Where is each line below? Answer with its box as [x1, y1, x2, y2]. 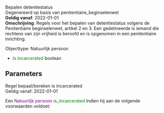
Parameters [5, 70, 42, 78]
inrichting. [5, 36, 26, 42]
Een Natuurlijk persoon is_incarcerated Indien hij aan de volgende [5, 98, 140, 104]
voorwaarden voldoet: [5, 103, 51, 109]
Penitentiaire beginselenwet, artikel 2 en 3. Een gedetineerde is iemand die [5, 25, 159, 31]
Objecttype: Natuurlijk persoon [5, 46, 69, 51]
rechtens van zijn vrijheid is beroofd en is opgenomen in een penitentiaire [5, 31, 156, 36]
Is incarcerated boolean [12, 55, 61, 61]
